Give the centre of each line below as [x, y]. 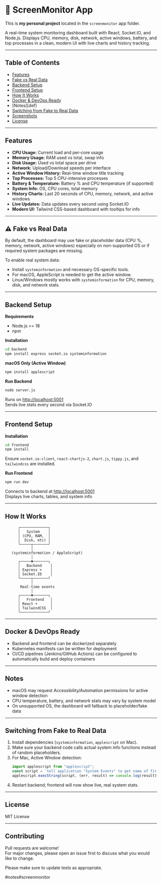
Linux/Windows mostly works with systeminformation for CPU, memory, [83, 280]
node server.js [20, 390]
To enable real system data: [33, 260]
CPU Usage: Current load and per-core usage [58, 152]
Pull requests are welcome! [32, 848]
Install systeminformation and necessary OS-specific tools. [70, 270]
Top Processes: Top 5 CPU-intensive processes [60, 178]
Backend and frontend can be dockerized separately [64, 643]
